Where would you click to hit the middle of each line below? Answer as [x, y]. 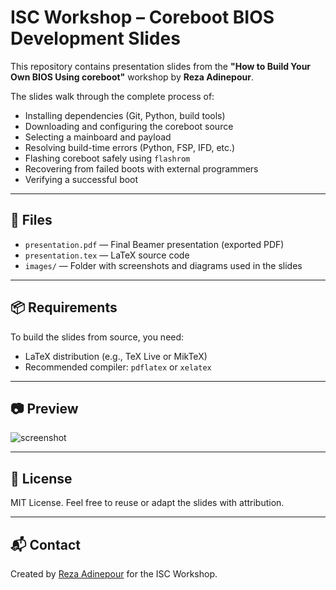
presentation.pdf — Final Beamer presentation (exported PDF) [154, 244]
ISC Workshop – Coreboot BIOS [142, 17]
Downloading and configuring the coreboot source [129, 126]
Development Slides [95, 38]
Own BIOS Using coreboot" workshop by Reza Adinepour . [132, 77]
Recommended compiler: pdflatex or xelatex [118, 367]
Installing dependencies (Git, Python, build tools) [125, 115]
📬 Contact [45, 544]
